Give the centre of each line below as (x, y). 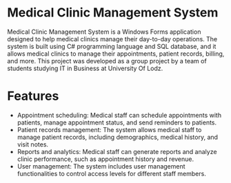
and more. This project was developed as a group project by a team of (107, 61)
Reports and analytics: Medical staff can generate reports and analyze (117, 151)
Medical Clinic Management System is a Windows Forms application (104, 32)
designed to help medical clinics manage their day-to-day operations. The (112, 39)
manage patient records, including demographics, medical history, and (118, 137)
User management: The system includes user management (101, 166)
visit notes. (33, 144)
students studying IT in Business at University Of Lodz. (85, 68)
